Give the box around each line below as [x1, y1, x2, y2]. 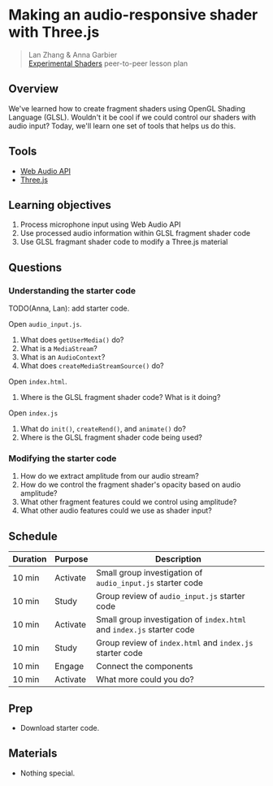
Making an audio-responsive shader [8, 6, 258, 24]
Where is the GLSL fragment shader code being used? [19, 432, 203, 442]
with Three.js [8, 23, 100, 41]
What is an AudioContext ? [19, 352, 106, 363]
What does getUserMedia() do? [19, 335, 124, 345]
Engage [54, 661, 84, 672]
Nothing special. [19, 768, 76, 778]
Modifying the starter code [8, 453, 117, 464]
